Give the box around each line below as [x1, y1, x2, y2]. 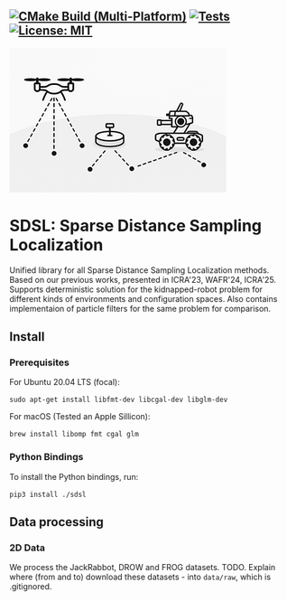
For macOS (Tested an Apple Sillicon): [9, 411, 151, 422]
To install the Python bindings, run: [9, 471, 139, 482]
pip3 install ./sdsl [9, 490, 88, 499]
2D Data [9, 541, 45, 554]
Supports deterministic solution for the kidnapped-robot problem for [9, 284, 264, 295]
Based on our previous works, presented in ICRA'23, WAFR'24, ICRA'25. [9, 274, 277, 285]
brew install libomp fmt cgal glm [9, 430, 140, 439]
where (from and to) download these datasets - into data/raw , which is [9, 571, 272, 583]
